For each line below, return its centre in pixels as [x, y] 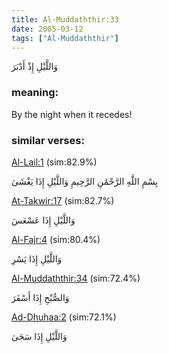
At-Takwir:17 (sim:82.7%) [63, 200]
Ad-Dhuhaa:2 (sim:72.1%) [64, 317]
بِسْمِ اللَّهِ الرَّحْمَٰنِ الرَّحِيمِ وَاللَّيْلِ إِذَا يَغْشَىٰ [85, 181]
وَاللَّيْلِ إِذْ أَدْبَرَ [35, 67]
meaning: [35, 93]
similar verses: [48, 140]
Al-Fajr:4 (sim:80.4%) [56, 239]
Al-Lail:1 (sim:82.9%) [54, 162]
